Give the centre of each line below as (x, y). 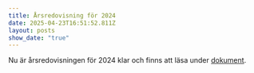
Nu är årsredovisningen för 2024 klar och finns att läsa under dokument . (127, 60)
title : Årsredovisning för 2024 (62, 15)
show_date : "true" (39, 38)
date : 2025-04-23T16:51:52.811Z (62, 23)
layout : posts (32, 30)
